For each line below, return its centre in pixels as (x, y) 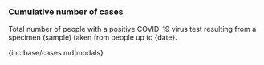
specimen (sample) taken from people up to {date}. (93, 37)
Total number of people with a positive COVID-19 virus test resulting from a (132, 29)
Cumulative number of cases (66, 12)
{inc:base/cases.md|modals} (56, 53)
